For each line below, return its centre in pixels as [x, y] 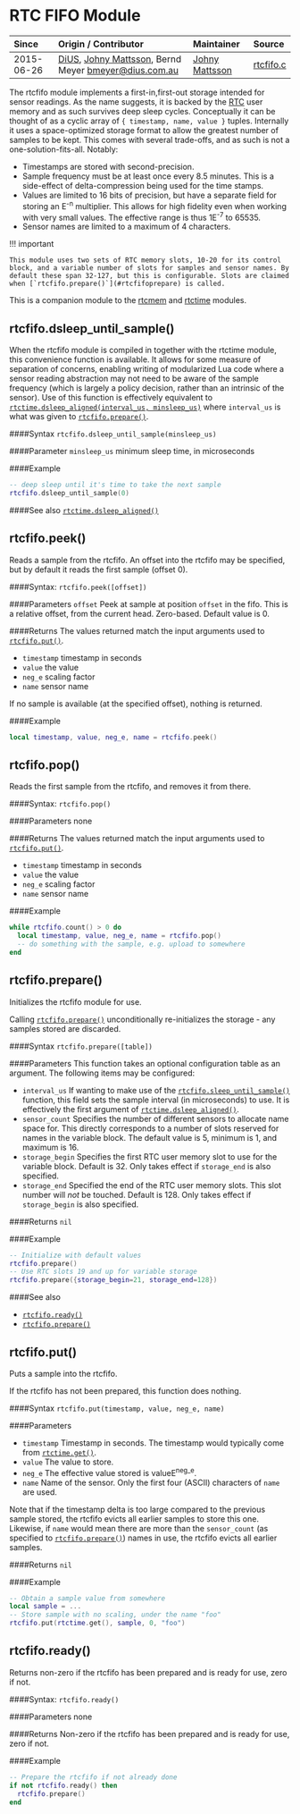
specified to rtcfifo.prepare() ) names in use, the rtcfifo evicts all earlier [143, 1538]
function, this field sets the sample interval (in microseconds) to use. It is [156, 1100]
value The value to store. [68, 1462]
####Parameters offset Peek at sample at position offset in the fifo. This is [149, 603]
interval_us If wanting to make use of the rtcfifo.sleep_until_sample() [156, 1090]
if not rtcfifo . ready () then [63, 1785]
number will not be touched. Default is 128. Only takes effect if [137, 1194]
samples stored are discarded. [65, 1028]
